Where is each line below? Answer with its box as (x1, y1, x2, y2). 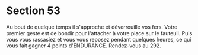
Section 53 (6, 4, 61, 18)
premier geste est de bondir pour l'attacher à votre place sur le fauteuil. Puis (6, 29, 193, 36)
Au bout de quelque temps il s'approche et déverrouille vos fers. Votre (6, 23, 178, 30)
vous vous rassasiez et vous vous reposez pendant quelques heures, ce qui (6, 36, 191, 43)
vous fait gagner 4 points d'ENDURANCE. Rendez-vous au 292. (6, 42, 161, 49)
